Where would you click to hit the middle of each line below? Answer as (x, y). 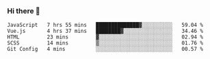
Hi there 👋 (24, 11)
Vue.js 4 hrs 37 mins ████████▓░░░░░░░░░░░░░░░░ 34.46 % (105, 31)
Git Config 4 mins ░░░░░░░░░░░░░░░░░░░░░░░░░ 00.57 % (105, 49)
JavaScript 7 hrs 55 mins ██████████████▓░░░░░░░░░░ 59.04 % (105, 25)
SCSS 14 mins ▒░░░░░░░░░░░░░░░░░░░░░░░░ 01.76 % (105, 43)
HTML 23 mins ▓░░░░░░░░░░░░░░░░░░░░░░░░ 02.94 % (105, 37)
